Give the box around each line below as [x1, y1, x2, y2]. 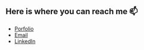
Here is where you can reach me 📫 [5, 6, 138, 16]
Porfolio [14, 25, 34, 32]
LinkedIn [14, 38, 36, 45]
